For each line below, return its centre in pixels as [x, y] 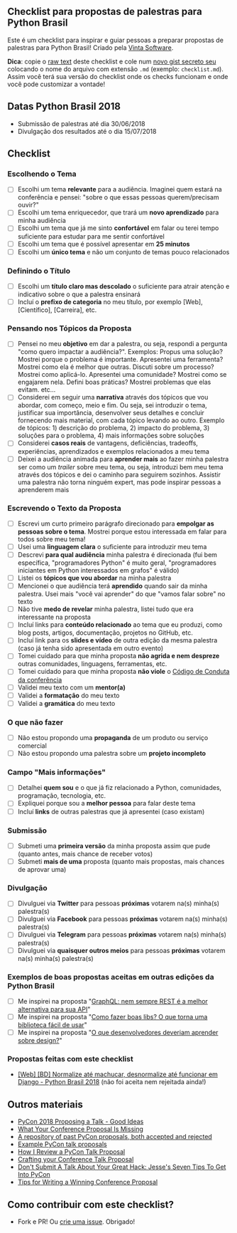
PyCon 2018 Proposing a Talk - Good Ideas [81, 1122]
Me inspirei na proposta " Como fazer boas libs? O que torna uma [112, 1016]
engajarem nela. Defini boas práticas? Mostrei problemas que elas [114, 382]
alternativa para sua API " [54, 1009]
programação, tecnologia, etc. [62, 796]
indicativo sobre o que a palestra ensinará [79, 294]
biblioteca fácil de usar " [52, 1025]
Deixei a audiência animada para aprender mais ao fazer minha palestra [123, 459]
